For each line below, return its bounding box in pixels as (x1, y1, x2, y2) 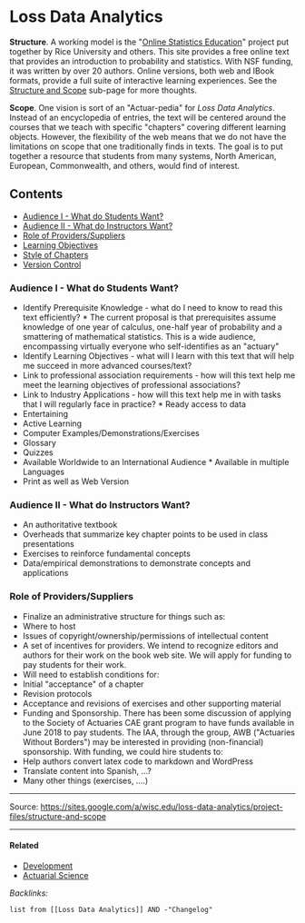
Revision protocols (22, 688, 93, 699)
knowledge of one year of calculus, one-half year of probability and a (22, 322, 283, 332)
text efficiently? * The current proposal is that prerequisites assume (22, 312, 277, 323)
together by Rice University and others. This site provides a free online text (9, 45, 290, 56)
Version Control (22, 259, 82, 270)
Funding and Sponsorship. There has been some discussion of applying (22, 707, 292, 719)
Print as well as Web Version (22, 476, 130, 487)
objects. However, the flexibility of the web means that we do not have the (9, 131, 287, 142)
